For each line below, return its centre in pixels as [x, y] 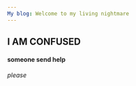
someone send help [37, 59]
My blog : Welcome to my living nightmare [68, 14]
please [17, 75]
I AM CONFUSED [44, 42]
